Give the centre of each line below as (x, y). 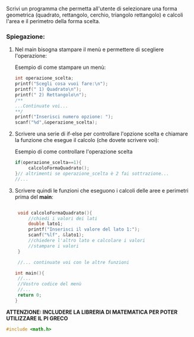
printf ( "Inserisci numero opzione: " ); (64, 117)
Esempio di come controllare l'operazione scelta (74, 152)
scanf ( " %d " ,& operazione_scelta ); (56, 122)
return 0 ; (30, 295)
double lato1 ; (46, 224)
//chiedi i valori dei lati (63, 218)
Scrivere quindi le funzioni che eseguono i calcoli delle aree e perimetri (101, 190)
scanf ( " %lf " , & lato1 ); (56, 235)
